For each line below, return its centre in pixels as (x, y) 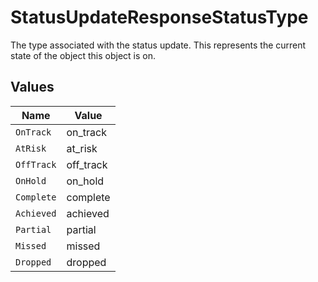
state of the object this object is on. (83, 55)
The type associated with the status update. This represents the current (158, 45)
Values (32, 87)
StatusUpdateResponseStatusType (159, 17)
